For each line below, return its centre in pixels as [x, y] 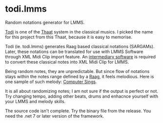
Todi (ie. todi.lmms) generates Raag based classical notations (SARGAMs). [80, 46]
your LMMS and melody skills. [35, 101]
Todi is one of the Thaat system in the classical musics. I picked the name [79, 32]
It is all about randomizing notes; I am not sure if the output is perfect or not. [82, 91]
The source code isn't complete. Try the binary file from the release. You [78, 111]
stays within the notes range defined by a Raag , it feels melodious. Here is [80, 76]
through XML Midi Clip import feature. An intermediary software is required [81, 56]
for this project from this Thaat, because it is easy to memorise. [69, 37]
